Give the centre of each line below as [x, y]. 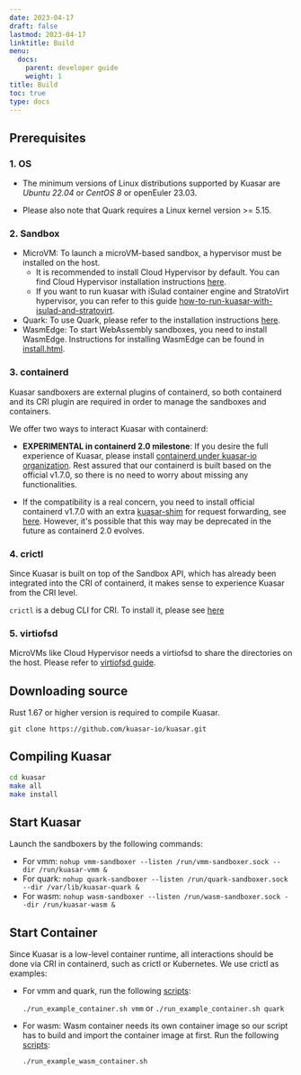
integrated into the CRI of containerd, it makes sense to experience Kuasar [147, 583]
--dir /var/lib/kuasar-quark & [81, 888]
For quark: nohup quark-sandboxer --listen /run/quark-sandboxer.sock [155, 879]
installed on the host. [61, 263]
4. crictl [27, 553]
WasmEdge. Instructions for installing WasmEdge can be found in [143, 340]
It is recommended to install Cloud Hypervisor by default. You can [158, 272]
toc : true [28, 93]
